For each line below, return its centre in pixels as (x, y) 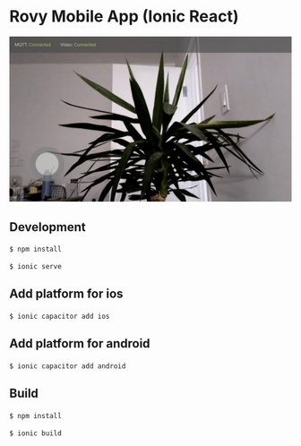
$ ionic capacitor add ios (60, 316)
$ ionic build (36, 433)
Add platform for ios (66, 294)
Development (48, 227)
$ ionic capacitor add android (68, 366)
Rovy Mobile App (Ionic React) (124, 17)
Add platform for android (80, 343)
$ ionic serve (36, 267)
